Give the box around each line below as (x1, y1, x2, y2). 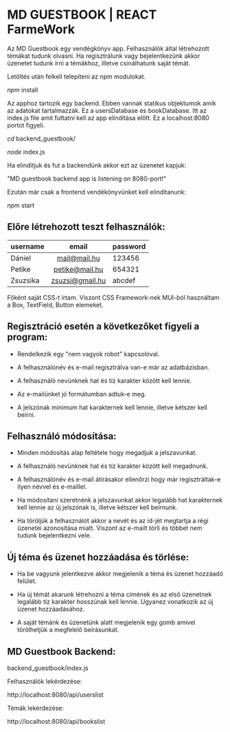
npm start (7, 201, 35, 210)
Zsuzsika (10, 276, 40, 285)
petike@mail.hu (54, 264, 104, 274)
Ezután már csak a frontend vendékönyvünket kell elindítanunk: (7, 187, 187, 196)
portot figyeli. (7, 121, 45, 129)
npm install (7, 85, 38, 94)
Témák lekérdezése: (7, 704, 64, 712)
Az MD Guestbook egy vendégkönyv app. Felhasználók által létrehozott (7, 44, 209, 52)
